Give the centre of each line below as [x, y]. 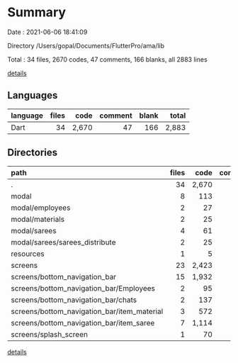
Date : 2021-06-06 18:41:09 [47, 32]
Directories [33, 153]
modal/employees [41, 208]
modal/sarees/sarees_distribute [63, 242]
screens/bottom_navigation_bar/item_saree [83, 323]
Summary [36, 12]
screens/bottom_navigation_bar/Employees [83, 288]
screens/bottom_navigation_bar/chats [74, 300]
